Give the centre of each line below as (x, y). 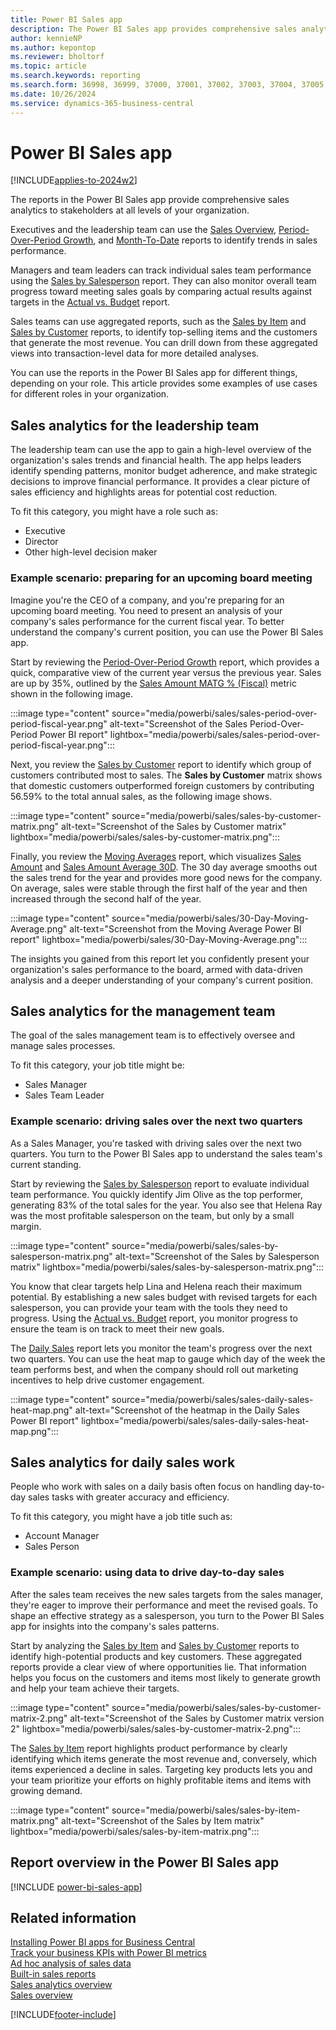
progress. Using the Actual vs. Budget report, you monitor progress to (154, 1318)
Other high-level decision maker (91, 552)
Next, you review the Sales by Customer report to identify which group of (161, 764)
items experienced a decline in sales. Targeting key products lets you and (161, 1769)
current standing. (46, 1164)
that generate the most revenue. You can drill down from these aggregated (164, 343)
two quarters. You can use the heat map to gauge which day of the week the (168, 1358)
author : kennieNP (46, 38)
